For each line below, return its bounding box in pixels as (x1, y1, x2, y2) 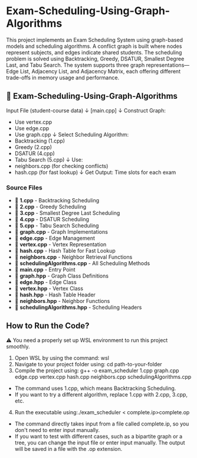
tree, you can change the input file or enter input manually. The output (14, 439, 185, 446)
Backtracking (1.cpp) (14, 137, 65, 144)
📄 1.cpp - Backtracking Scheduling (14, 197, 100, 204)
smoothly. (6, 343, 31, 350)
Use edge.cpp (14, 124, 50, 131)
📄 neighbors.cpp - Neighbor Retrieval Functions (14, 253, 133, 261)
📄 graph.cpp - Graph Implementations (14, 228, 108, 236)
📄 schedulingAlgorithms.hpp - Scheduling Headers (14, 304, 142, 311)
